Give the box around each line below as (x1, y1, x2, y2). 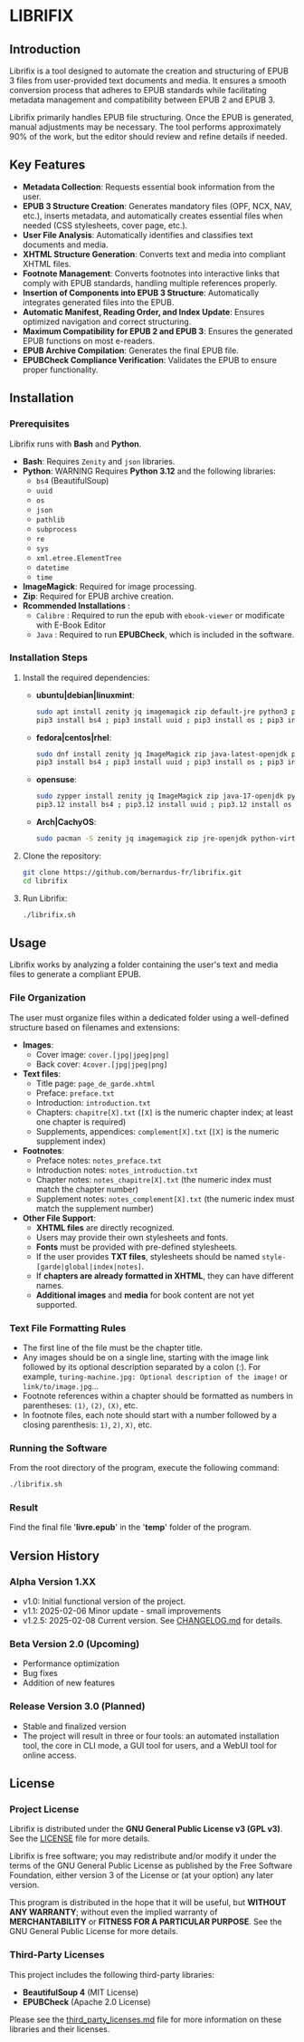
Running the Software (9, 1442, 108, 1454)
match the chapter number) (35, 1184, 138, 1194)
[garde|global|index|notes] (35, 1262, 142, 1271)
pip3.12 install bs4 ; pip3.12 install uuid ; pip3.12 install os (35, 801, 292, 810)
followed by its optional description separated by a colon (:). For (22, 1361, 261, 1372)
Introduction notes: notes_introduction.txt (35, 1165, 199, 1175)
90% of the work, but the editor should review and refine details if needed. (9, 131, 288, 141)
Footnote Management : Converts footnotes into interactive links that (22, 268, 280, 279)
